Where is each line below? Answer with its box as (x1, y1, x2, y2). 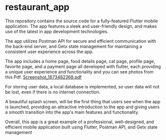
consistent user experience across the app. (5, 49, 94, 55)
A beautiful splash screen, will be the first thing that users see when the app (5, 98, 161, 104)
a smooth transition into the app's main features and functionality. (5, 109, 139, 115)
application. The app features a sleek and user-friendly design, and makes (5, 23, 157, 29)
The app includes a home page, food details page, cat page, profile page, (5, 58, 155, 64)
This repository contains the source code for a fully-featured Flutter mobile (5, 18, 158, 24)
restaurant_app (5, 1, 70, 13)
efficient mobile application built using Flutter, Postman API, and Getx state (5, 124, 158, 130)
